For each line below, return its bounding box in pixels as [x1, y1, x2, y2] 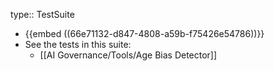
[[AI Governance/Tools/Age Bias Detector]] [39, 49, 218, 61]
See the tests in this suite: [24, 39, 132, 50]
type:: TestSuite [10, 9, 75, 20]
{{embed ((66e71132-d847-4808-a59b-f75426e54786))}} [24, 28, 265, 39]
